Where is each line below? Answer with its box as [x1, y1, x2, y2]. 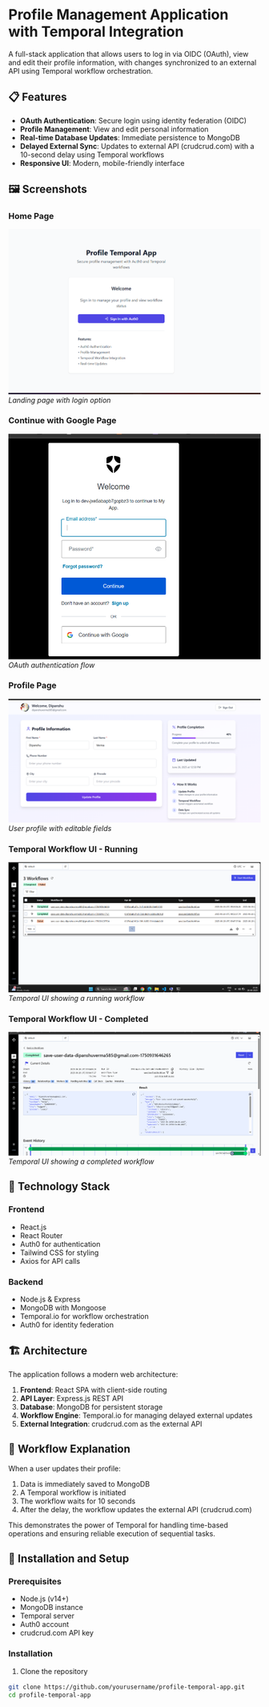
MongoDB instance [19, 1603, 84, 1612]
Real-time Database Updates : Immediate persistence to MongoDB [19, 132, 240, 142]
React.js [19, 1222, 47, 1232]
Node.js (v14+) [19, 1594, 70, 1604]
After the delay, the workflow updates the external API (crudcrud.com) [19, 1504, 252, 1514]
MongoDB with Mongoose [19, 1302, 106, 1312]
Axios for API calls [19, 1256, 81, 1265]
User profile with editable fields [8, 823, 112, 833]
